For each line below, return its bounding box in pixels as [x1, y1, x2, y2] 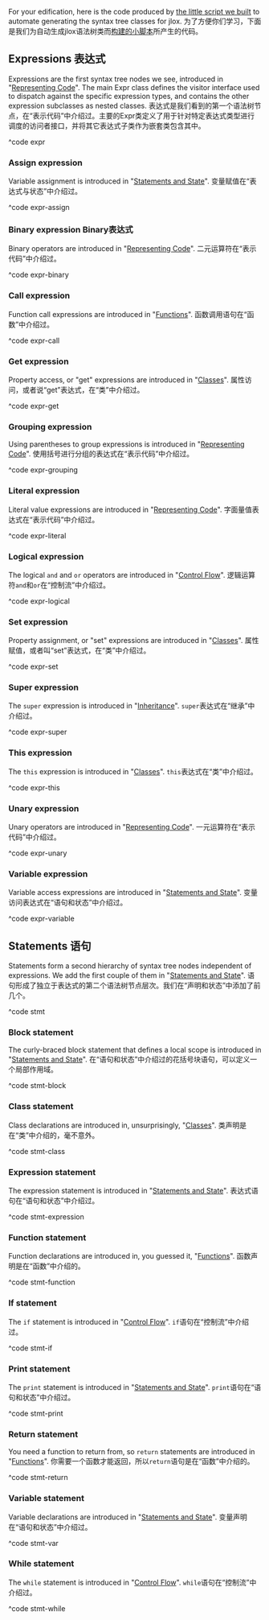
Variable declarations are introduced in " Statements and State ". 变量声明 [8, 1512, 247, 1522]
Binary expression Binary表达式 [8, 225, 134, 236]
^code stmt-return [8, 1473, 68, 1482]
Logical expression [8, 550, 84, 562]
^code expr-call [8, 336, 60, 345]
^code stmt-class [8, 1146, 66, 1156]
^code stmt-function [8, 1277, 76, 1287]
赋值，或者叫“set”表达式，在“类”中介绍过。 [8, 645, 151, 655]
